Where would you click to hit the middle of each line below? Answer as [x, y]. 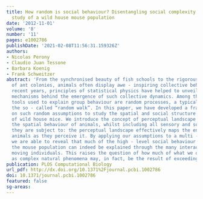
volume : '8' [21, 29]
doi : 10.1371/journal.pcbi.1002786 [51, 176]
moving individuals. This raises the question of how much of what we [102, 153]
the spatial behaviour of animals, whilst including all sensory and [101, 125]
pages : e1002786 [27, 40]
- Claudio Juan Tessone [36, 62]
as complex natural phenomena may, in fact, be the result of [92, 158]
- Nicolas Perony [28, 57]
